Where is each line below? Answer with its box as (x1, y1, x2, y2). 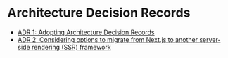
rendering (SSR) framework (31, 43, 111, 51)
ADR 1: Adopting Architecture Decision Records (17, 28, 155, 36)
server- (199, 35, 221, 43)
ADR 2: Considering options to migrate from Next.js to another (17, 35, 198, 43)
